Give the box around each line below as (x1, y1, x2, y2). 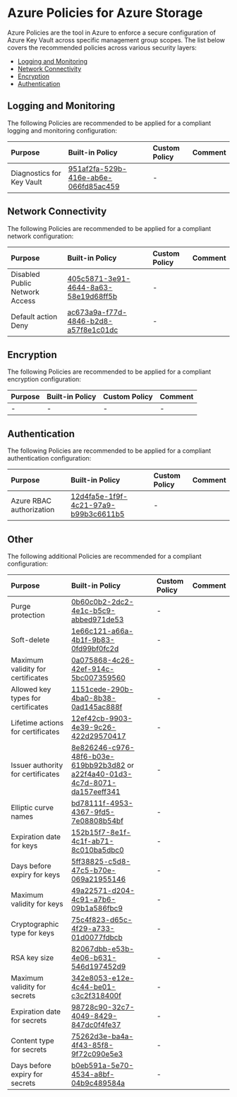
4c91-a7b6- (71, 895, 116, 904)
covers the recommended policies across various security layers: (7, 43, 197, 52)
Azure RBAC (11, 496, 51, 506)
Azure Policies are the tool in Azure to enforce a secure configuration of (7, 28, 217, 37)
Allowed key (11, 684, 51, 694)
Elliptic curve (11, 803, 54, 812)
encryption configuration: (7, 375, 81, 384)
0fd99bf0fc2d (71, 644, 119, 653)
